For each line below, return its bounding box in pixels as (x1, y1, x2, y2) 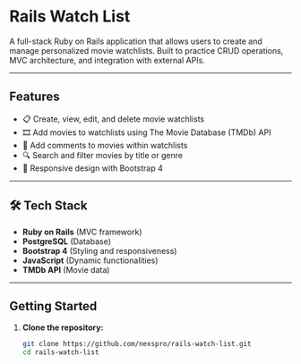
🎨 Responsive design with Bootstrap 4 (21, 163, 163, 174)
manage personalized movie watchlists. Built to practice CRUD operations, (9, 45, 284, 55)
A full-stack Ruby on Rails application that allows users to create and (9, 36, 262, 47)
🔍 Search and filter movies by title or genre (21, 149, 184, 160)
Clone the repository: (21, 322, 104, 333)
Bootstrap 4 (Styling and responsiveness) (21, 245, 177, 256)
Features (9, 89, 60, 105)
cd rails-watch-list (21, 348, 99, 357)
